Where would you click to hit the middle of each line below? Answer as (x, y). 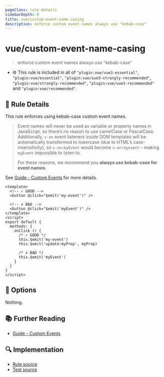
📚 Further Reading (35, 319)
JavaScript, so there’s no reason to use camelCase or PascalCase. (86, 131)
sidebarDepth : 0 (22, 15)
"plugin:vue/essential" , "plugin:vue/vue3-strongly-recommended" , (82, 78)
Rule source (25, 364)
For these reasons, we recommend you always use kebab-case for (87, 162)
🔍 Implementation (34, 350)
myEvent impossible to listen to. (49, 153)
